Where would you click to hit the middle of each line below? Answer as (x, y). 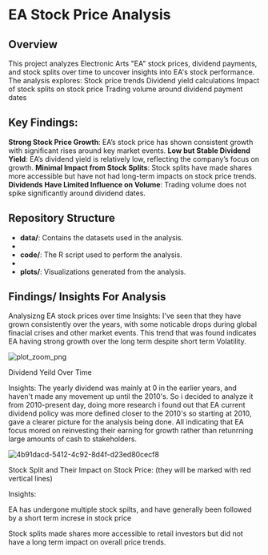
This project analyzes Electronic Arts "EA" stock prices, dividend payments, (133, 63)
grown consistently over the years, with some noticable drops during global (133, 324)
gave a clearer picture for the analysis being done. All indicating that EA (126, 422)
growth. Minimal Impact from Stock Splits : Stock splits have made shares (130, 167)
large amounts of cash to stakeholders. (73, 439)
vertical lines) (31, 479)
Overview (33, 44)
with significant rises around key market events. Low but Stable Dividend (129, 151)
